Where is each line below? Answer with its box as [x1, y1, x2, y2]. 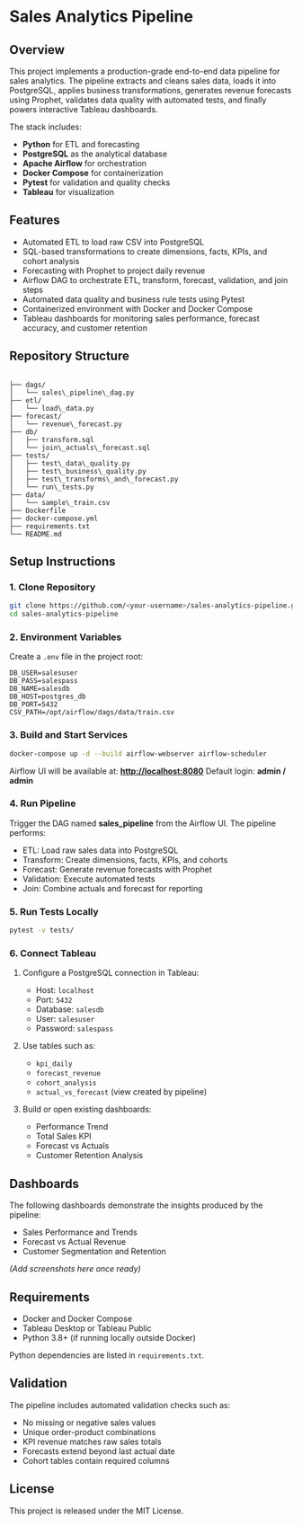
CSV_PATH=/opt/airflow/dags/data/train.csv [9, 708, 175, 717]
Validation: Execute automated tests [22, 873, 155, 884]
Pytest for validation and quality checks [22, 177, 171, 188]
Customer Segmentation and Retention [22, 1246, 166, 1257]
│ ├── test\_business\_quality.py [9, 466, 147, 475]
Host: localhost [35, 985, 94, 996]
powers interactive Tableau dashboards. [9, 104, 159, 114]
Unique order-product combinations [22, 1426, 156, 1437]
